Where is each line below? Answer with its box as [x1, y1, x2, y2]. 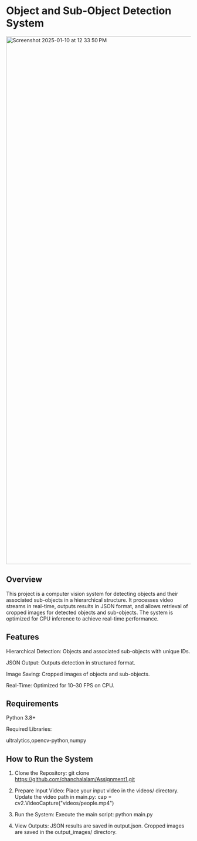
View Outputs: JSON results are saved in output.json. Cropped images [14, 822, 185, 829]
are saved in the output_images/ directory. [14, 829, 117, 836]
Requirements [6, 698, 59, 708]
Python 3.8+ [6, 714, 36, 721]
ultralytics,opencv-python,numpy [6, 737, 87, 744]
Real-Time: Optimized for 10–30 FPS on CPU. [6, 681, 114, 689]
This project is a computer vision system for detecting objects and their [6, 590, 179, 597]
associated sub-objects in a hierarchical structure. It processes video [6, 596, 174, 603]
